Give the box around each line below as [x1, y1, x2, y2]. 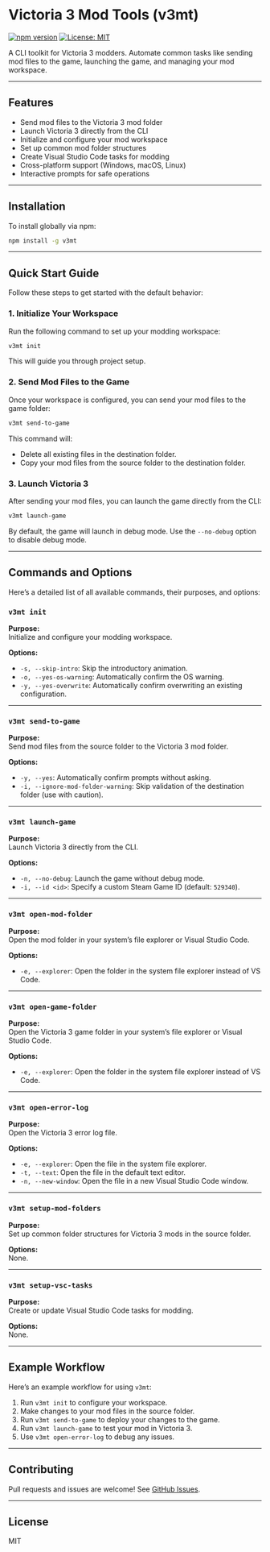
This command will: [8, 434, 73, 443]
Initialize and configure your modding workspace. [8, 632, 173, 641]
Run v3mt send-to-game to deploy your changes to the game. [19, 1414, 220, 1424]
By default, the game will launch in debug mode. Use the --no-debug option [8, 526, 257, 536]
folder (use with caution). [19, 790, 104, 799]
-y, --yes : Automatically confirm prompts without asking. [19, 773, 211, 782]
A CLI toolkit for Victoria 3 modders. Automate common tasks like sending [8, 48, 253, 57]
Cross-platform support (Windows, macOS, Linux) [19, 160, 186, 170]
